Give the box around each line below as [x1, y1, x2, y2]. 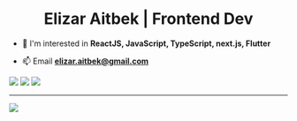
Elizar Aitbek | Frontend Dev [43, 9, 254, 29]
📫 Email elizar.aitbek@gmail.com [21, 56, 148, 66]
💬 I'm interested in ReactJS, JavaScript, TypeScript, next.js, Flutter [21, 38, 271, 49]
